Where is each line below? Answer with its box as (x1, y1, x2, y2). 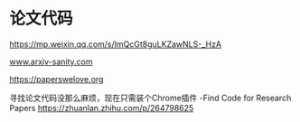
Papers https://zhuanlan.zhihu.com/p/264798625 (9, 102, 194, 113)
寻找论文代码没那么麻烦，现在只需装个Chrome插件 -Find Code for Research (9, 92, 292, 103)
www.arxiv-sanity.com (9, 56, 93, 67)
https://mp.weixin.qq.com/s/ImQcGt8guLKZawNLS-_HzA (9, 38, 222, 50)
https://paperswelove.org (9, 73, 104, 84)
